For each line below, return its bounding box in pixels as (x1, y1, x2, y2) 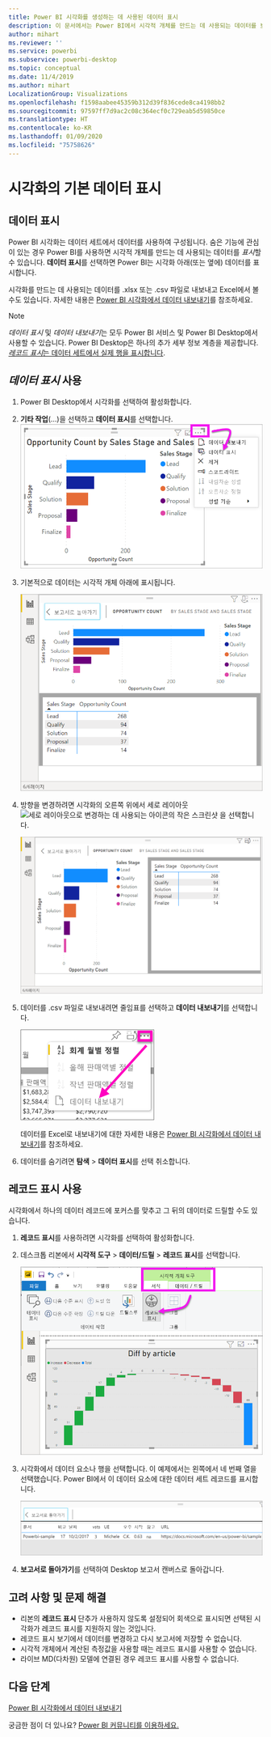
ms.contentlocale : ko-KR (8, 124, 92, 133)
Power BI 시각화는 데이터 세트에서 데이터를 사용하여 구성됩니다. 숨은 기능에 (8, 237, 244, 247)
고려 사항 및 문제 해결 (8, 1591, 106, 1604)
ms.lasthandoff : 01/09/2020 (8, 133, 103, 141)
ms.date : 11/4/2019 (8, 73, 74, 81)
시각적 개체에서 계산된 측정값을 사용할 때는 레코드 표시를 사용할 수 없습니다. (19, 1643, 257, 1654)
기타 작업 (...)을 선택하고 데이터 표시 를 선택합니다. (19, 413, 173, 424)
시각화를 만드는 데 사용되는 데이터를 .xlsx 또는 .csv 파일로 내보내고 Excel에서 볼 (8, 284, 260, 294)
